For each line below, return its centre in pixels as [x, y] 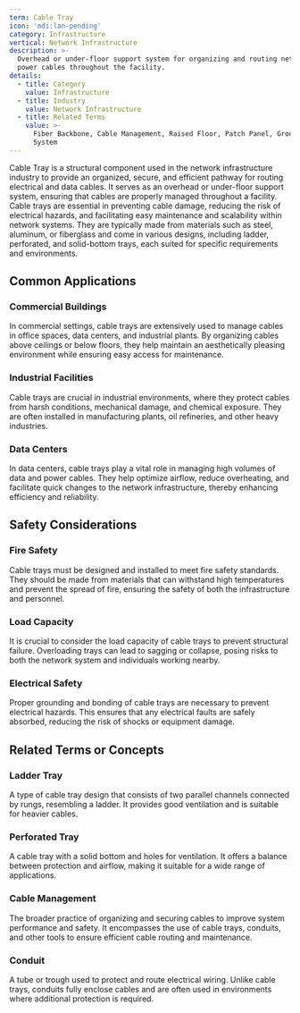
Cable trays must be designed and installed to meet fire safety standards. [144, 570]
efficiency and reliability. [54, 497]
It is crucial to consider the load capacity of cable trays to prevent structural [149, 641]
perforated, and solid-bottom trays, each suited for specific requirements [144, 243]
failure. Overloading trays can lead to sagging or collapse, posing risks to [144, 651]
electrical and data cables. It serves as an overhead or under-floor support [146, 186]
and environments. [44, 253]
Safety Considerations [73, 525]
